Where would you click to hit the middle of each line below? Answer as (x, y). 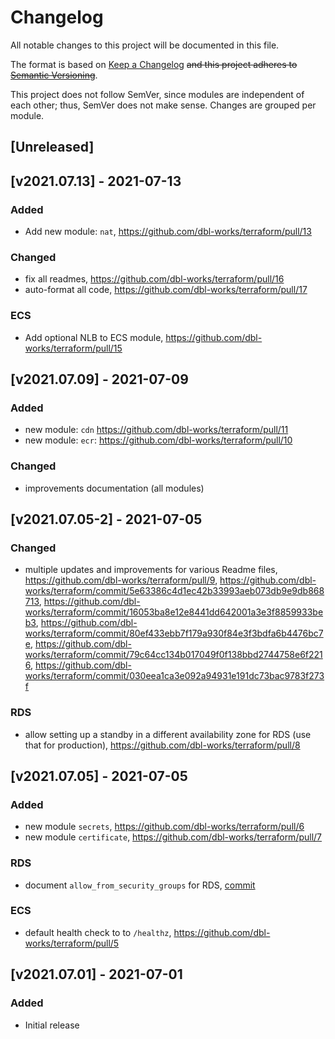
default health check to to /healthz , (98, 932)
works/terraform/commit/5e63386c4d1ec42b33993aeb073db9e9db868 (174, 591)
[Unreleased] (52, 147)
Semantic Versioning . (54, 75)
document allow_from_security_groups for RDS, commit (140, 885)
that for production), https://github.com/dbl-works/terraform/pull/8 (162, 745)
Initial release (52, 1025)
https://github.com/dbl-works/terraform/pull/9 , (121, 580)
